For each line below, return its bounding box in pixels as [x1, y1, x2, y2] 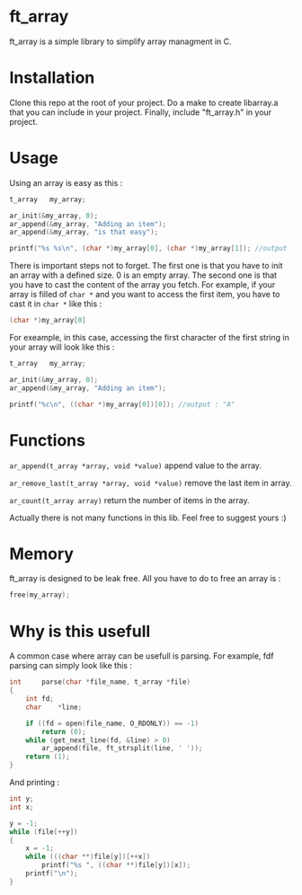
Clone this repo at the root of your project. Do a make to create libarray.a [9, 97, 279, 108]
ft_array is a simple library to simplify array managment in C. [9, 36, 232, 47]
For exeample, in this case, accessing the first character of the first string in [9, 332, 289, 343]
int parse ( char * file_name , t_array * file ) [9, 678, 191, 687]
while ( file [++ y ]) [9, 827, 78, 837]
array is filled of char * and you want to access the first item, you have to [9, 289, 280, 300]
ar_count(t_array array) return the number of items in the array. [9, 494, 250, 505]
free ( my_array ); [9, 590, 70, 599]
